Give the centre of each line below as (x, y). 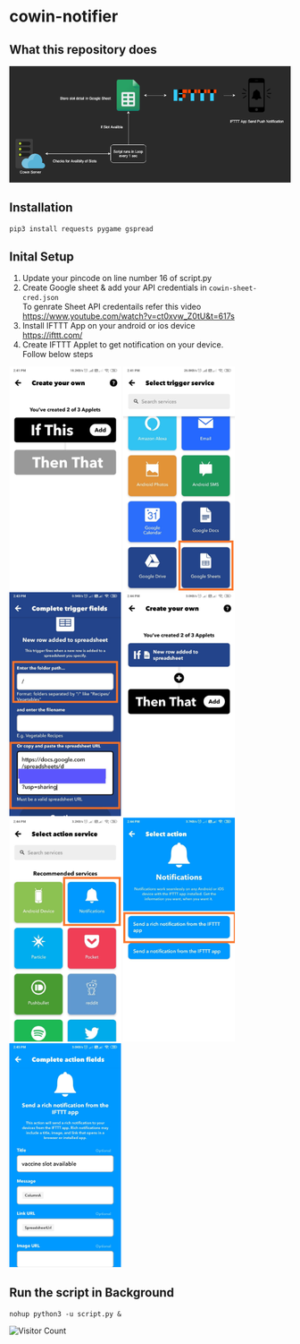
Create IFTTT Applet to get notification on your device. (123, 345)
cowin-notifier (64, 17)
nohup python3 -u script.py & (66, 1314)
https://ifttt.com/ (52, 335)
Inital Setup (42, 257)
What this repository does (83, 50)
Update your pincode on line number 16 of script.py (117, 278)
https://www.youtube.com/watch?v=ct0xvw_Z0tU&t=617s (128, 316)
